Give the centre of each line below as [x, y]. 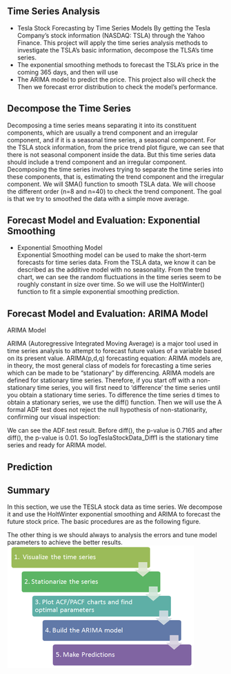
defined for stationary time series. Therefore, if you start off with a [101, 380]
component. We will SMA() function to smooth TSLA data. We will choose [111, 184]
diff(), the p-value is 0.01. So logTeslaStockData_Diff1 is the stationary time [113, 438]
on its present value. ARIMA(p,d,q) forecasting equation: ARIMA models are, [115, 358]
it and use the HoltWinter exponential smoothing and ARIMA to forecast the [114, 514]
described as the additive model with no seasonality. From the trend [113, 270]
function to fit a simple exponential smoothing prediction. [98, 292]
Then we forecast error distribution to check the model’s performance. [117, 86]
